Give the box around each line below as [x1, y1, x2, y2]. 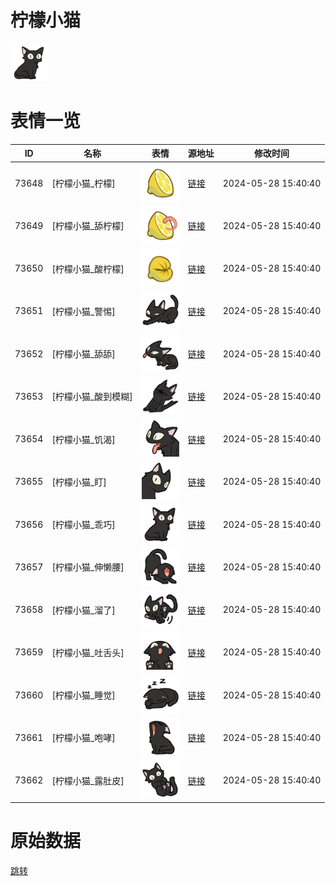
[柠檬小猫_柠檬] [51, 177, 116, 190]
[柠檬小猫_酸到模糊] [51, 391, 133, 403]
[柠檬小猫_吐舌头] [51, 646, 125, 658]
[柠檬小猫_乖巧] [51, 519, 116, 531]
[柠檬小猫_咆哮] [51, 732, 116, 744]
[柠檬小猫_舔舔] [51, 348, 116, 360]
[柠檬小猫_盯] [51, 476, 107, 488]
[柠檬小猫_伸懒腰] [51, 561, 125, 573]
